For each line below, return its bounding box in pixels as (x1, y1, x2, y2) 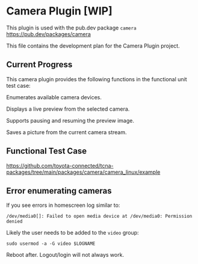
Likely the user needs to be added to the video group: (6, 229, 140, 236)
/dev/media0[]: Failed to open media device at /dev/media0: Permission (6, 213, 193, 219)
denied (6, 218, 23, 225)
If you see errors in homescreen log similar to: (6, 201, 120, 209)
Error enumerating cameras (6, 185, 113, 196)
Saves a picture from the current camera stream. (6, 128, 127, 136)
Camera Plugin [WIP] (6, 4, 113, 18)
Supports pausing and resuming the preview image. (6, 117, 134, 124)
